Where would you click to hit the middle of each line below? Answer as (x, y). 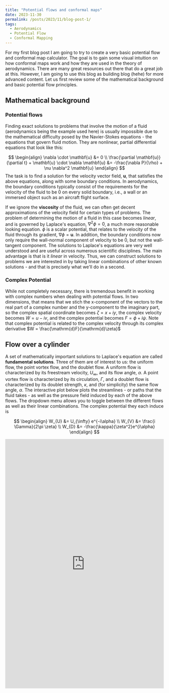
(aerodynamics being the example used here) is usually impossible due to (81, 131)
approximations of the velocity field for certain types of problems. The (78, 212)
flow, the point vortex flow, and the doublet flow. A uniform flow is (73, 367)
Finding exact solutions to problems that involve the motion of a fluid (76, 126)
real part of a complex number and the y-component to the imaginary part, (82, 307)
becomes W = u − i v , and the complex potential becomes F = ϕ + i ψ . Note (82, 318)
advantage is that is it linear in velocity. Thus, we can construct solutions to (83, 256)
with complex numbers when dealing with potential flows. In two (72, 296)
